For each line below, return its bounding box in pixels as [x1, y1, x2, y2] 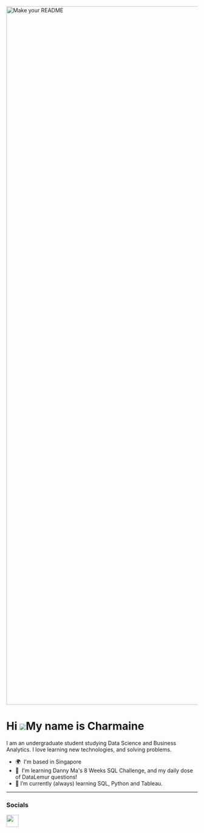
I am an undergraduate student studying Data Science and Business [6, 739, 177, 746]
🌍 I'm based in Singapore [15, 758, 82, 765]
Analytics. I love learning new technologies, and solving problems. [6, 746, 172, 753]
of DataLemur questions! [15, 773, 78, 781]
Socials [6, 801, 29, 809]
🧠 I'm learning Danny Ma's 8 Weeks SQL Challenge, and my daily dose [15, 767, 193, 774]
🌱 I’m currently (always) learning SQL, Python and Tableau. [15, 779, 163, 787]
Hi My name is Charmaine [6, 719, 144, 733]
